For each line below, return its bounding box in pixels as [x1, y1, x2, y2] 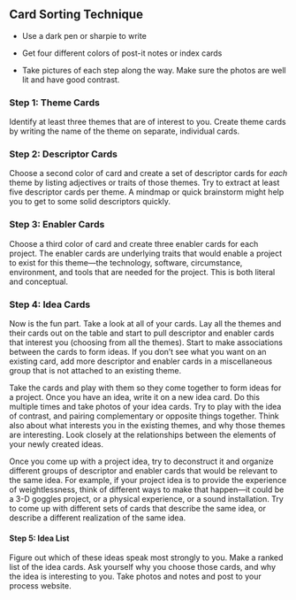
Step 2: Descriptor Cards [9, 148, 118, 160]
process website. [9, 581, 72, 591]
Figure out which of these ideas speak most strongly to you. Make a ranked [9, 552, 284, 563]
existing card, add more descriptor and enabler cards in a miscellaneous [9, 356, 272, 366]
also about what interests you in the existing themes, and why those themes [9, 420, 285, 430]
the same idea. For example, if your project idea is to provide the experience [9, 475, 287, 485]
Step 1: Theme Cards [9, 96, 100, 109]
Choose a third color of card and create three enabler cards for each [9, 238, 259, 249]
